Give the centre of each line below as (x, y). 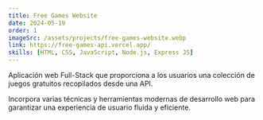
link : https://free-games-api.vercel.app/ (79, 45)
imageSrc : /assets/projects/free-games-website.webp (97, 38)
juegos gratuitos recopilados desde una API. (81, 83)
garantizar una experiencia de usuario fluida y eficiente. (99, 107)
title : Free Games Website (53, 15)
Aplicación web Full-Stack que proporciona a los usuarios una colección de (132, 75)
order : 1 (23, 30)
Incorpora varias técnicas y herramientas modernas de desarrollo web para (132, 99)
